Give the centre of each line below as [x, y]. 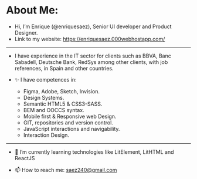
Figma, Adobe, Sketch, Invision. [62, 91]
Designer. [26, 32]
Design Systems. [44, 97]
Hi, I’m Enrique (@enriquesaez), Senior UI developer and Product [93, 26]
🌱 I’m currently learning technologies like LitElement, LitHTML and [94, 152]
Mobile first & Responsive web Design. [70, 116]
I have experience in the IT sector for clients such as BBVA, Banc [93, 56]
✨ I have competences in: [46, 79]
